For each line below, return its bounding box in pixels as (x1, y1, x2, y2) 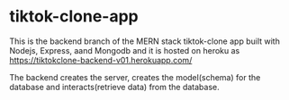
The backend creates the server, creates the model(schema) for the (9, 71, 261, 82)
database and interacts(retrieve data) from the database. (9, 81, 221, 92)
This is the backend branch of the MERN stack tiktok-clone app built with (9, 36, 281, 46)
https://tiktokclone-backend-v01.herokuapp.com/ (9, 54, 193, 65)
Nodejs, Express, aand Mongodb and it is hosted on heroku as (9, 45, 240, 55)
